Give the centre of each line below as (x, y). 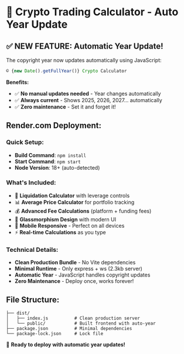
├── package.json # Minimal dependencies (69, 328)
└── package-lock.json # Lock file (55, 333)
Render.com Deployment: (54, 126)
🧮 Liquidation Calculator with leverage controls (72, 195)
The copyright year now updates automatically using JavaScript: (84, 60)
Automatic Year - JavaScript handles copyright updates (82, 275)
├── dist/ (18, 313)
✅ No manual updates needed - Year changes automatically (88, 93)
